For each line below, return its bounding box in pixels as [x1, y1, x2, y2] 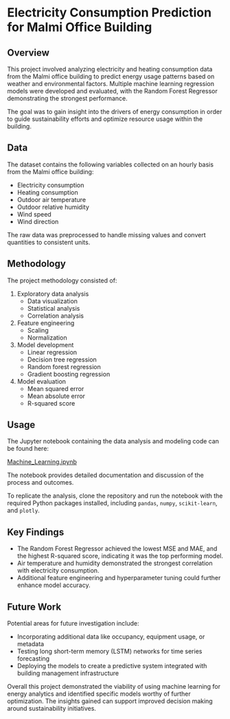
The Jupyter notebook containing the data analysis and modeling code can [7, 437, 220, 445]
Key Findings [7, 526, 65, 538]
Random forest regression [27, 362, 101, 370]
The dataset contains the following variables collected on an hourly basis [7, 160, 214, 168]
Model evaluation [16, 377, 67, 386]
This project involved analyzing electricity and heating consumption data [7, 65, 213, 73]
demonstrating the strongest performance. [7, 94, 128, 102]
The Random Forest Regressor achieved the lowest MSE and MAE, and [16, 544, 218, 553]
